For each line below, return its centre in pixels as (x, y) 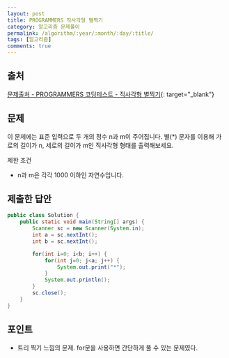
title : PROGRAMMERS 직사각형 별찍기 (55, 20)
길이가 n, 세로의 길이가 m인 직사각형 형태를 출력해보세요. (97, 145)
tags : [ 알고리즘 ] (30, 40)
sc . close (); (50, 293)
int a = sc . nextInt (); (65, 235)
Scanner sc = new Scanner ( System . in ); (88, 229)
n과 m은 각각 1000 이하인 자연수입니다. (70, 174)
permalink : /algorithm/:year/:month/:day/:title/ (81, 33)
